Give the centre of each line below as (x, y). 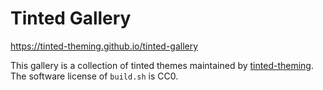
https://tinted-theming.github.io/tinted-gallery (104, 46)
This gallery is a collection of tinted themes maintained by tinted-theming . (162, 65)
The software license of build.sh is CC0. (94, 76)
